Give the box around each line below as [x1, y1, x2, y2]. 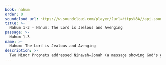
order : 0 [5, 12, 23, 17]
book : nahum [5, 7, 30, 12]
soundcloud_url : [5, 16, 39, 21]
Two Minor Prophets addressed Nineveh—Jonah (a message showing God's [9, 52, 158, 58]
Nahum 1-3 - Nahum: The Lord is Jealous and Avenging [9, 25, 123, 30]
